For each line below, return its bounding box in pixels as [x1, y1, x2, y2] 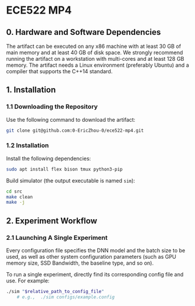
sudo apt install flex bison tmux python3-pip [6, 166, 123, 172]
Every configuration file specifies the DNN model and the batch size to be [6, 247, 186, 254]
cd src [6, 188, 22, 194]
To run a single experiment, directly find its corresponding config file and [6, 271, 184, 278]
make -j [6, 199, 25, 206]
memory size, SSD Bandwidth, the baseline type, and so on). [6, 259, 154, 266]
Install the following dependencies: [6, 155, 92, 162]
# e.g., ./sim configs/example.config [17, 294, 115, 300]
